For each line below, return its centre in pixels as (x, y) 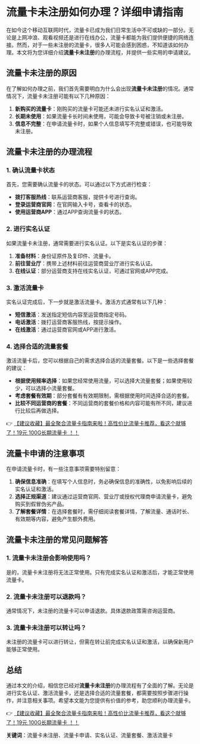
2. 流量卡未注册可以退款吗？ (46, 596)
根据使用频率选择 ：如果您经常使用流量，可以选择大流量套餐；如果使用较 (103, 381)
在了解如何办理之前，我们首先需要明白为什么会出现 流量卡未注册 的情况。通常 (100, 88)
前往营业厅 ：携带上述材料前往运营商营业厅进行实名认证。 (85, 263)
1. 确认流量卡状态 (31, 170)
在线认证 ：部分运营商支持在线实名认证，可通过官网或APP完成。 (93, 271)
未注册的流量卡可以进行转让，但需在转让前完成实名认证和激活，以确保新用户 (100, 642)
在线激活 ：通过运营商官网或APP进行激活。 (67, 330)
